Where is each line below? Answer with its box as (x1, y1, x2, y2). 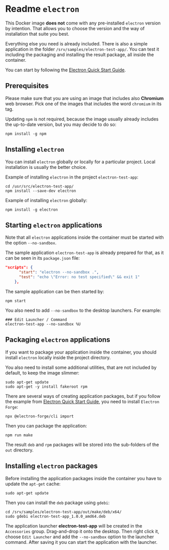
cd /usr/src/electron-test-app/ (5, 184, 74, 189)
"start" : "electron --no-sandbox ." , (18, 270, 99, 275)
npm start (5, 298, 26, 304)
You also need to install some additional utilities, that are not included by (5, 364, 157, 370)
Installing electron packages (5, 462, 98, 470)
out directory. (5, 447, 34, 453)
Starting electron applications (5, 220, 103, 230)
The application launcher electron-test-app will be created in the (5, 522, 143, 529)
